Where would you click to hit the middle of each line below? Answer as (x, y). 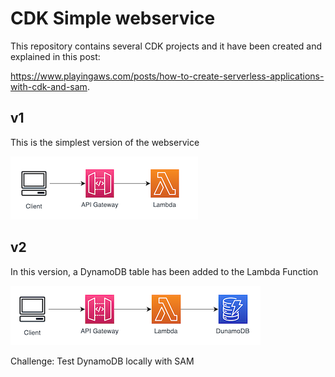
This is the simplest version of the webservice (105, 142)
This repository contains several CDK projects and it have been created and (166, 46)
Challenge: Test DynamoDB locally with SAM (102, 361)
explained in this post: (55, 56)
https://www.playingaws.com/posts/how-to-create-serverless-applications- (167, 76)
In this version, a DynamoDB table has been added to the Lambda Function (164, 271)
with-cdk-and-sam (49, 86)
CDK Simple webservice (113, 18)
